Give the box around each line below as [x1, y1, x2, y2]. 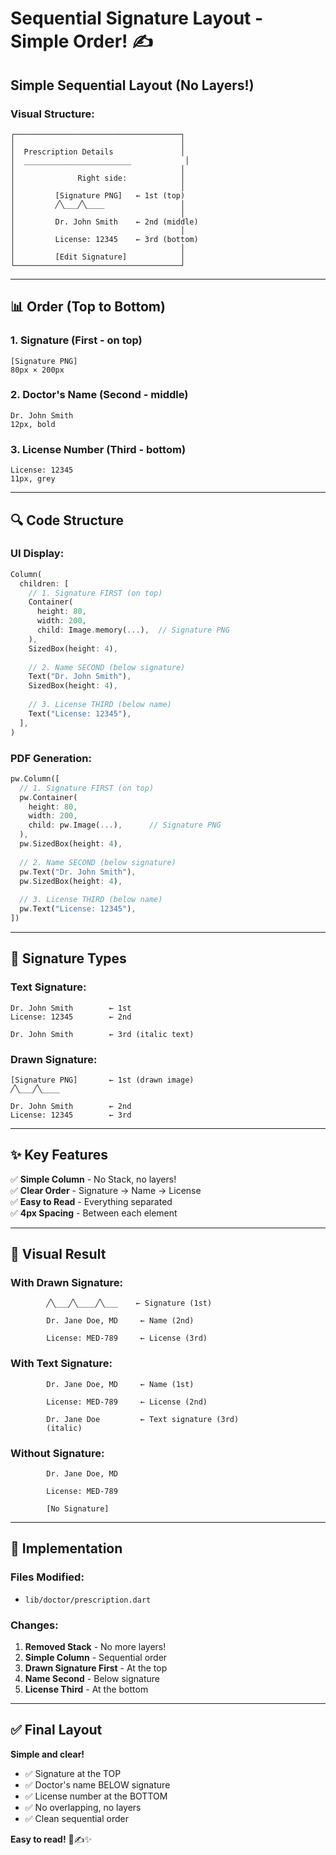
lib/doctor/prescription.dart [24, 1595, 152, 1605]
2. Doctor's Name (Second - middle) [10, 388, 189, 402]
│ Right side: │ [10, 173, 186, 183]
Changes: [10, 1618, 59, 1632]
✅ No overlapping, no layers [24, 1801, 142, 1813]
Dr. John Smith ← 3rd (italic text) [10, 1029, 195, 1039]
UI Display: [10, 547, 65, 561]
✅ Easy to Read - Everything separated [10, 1195, 173, 1207]
